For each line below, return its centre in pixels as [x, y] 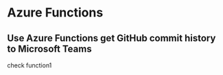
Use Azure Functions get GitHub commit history [111, 38]
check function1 [30, 65]
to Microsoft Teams [49, 49]
